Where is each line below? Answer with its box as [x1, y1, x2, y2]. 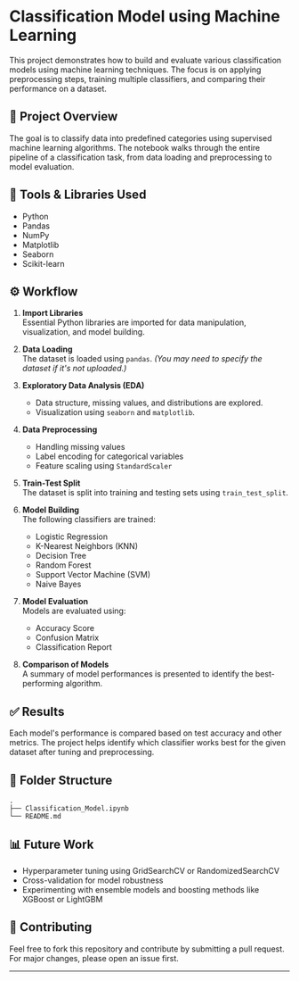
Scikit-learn [21, 258, 65, 269]
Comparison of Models [21, 659, 109, 670]
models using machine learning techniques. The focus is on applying [9, 64, 262, 75]
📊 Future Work [9, 837, 94, 852]
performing [21, 678, 64, 689]
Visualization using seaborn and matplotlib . [35, 407, 196, 418]
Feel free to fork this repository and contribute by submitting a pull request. [9, 944, 285, 954]
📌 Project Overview [9, 109, 118, 124]
